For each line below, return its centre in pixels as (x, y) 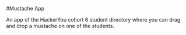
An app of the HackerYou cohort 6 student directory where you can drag (93, 20)
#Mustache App (25, 8)
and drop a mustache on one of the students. (60, 26)
